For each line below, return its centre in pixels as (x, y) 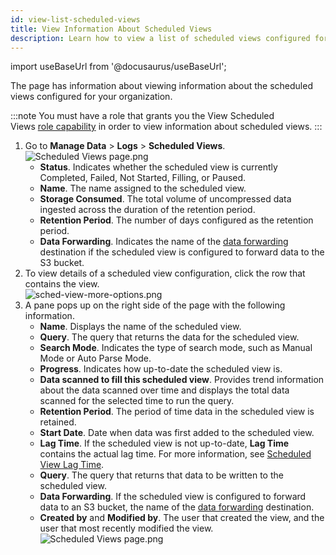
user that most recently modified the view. (126, 528)
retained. (58, 422)
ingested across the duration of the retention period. (147, 210)
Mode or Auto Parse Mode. (95, 358)
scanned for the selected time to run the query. (137, 401)
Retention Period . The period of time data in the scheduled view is (177, 412)
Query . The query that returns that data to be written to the (161, 475)
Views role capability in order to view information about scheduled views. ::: (166, 127)
